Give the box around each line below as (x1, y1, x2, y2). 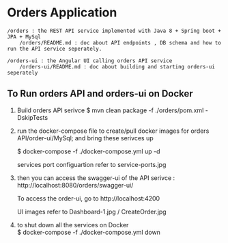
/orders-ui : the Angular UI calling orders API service (7, 57, 173, 64)
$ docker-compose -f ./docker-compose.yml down (16, 228, 160, 236)
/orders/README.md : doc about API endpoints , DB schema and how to (19, 39, 222, 46)
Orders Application (7, 5, 117, 21)
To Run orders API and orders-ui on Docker (7, 88, 193, 100)
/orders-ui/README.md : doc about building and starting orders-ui (19, 63, 215, 70)
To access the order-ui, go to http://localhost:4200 (16, 194, 160, 203)
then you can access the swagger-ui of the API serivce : (16, 173, 175, 182)
